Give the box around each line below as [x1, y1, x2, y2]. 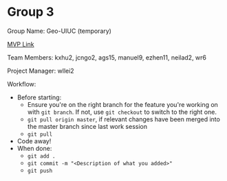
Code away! [17, 136, 52, 145]
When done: [17, 144, 52, 152]
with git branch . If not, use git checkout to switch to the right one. [27, 108, 217, 116]
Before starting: [17, 93, 62, 101]
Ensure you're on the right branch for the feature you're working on [27, 100, 219, 108]
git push [27, 167, 53, 174]
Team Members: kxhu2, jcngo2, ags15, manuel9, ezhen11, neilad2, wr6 [7, 53, 207, 62]
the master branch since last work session [27, 122, 148, 130]
